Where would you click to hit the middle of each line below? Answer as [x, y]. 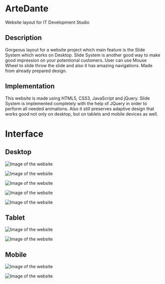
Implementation [30, 86]
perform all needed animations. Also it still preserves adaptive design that [80, 109]
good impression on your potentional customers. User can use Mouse [76, 60]
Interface [24, 134]
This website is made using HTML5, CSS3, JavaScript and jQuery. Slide [78, 98]
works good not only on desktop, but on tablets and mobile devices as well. [82, 114]
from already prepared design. [36, 71]
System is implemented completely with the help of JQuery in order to [76, 103]
